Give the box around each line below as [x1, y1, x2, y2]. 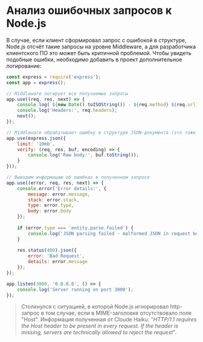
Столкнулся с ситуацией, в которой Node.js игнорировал [21, 303, 169, 311]
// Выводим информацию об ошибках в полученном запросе [6, 174, 150, 180]
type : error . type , [28, 202, 74, 209]
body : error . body [28, 208, 71, 214]
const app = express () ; [6, 79, 66, 85]
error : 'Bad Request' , [28, 253, 85, 259]
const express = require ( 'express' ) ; [6, 74, 101, 80]
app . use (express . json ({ [6, 135, 66, 141]
